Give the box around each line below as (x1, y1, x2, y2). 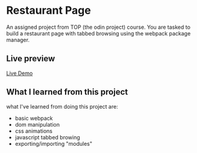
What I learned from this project (6, 87, 128, 97)
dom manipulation (14, 121, 60, 128)
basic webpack (14, 115, 53, 122)
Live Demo (6, 70, 33, 77)
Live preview (6, 53, 55, 64)
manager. (6, 36, 30, 43)
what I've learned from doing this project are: (6, 103, 119, 110)
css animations (14, 127, 53, 134)
